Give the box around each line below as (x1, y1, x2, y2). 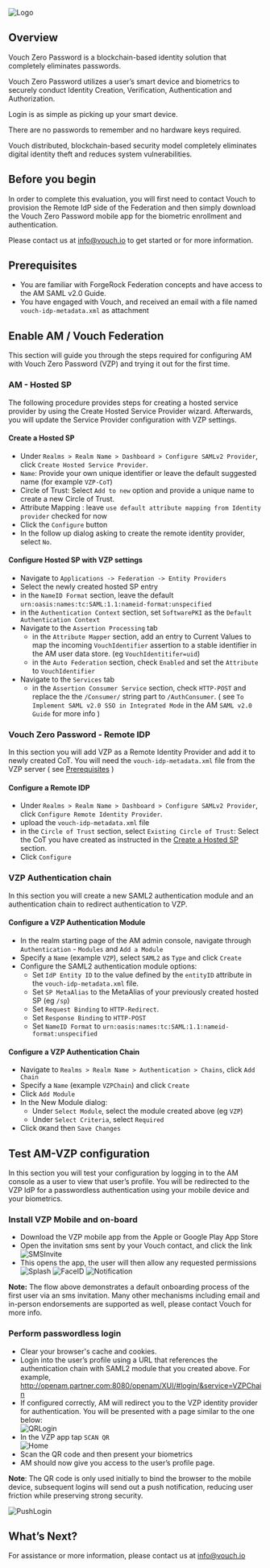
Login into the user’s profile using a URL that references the (19, 1355, 218, 1365)
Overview (8, 31, 59, 44)
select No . (19, 536, 52, 546)
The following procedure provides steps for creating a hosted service (8, 398, 239, 407)
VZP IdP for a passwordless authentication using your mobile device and (8, 1185, 250, 1195)
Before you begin (8, 173, 97, 186)
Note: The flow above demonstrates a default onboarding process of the (8, 1282, 250, 1292)
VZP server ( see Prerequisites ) (8, 765, 114, 774)
